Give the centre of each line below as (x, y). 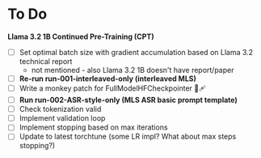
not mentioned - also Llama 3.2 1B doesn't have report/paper (133, 70)
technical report (46, 61)
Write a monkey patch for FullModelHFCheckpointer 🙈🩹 (113, 88)
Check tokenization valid (60, 109)
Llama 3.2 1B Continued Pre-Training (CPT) (81, 36)
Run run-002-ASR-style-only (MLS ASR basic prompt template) (128, 100)
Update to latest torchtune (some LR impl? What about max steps (128, 137)
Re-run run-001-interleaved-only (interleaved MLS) (108, 79)
